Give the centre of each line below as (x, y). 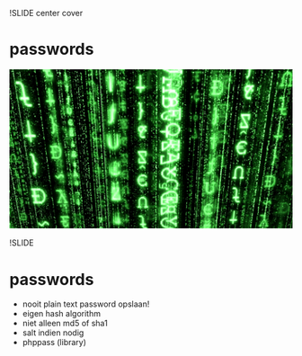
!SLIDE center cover (46, 13)
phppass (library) (54, 343)
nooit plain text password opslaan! (86, 304)
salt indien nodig (53, 333)
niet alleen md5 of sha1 (65, 324)
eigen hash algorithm (62, 314)
